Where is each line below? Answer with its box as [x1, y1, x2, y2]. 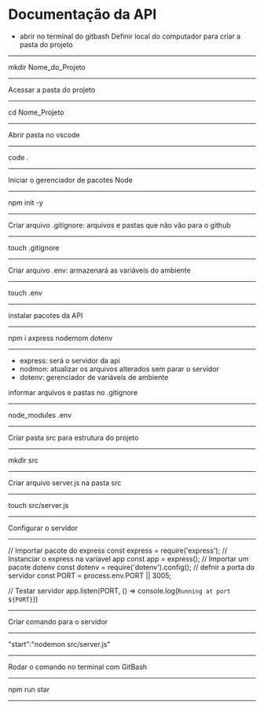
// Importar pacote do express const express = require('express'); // [8, 546, 228, 555]
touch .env [8, 288, 43, 298]
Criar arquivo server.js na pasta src [8, 477, 122, 488]
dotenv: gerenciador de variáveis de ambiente [19, 372, 169, 382]
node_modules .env [8, 410, 72, 419]
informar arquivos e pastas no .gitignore [8, 387, 138, 397]
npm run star [8, 685, 49, 694]
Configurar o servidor [8, 523, 79, 532]
